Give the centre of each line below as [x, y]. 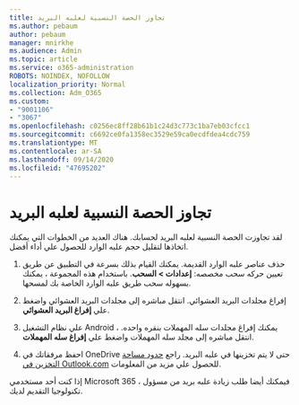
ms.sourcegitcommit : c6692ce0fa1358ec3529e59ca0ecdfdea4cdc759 [130, 135]
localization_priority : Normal [68, 84]
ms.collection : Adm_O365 [56, 92]
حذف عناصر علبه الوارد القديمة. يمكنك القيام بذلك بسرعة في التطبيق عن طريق [154, 264]
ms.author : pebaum [43, 26]
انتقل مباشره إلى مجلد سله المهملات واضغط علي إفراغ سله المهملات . [138, 337]
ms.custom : [30, 101]
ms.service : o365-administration [72, 68]
